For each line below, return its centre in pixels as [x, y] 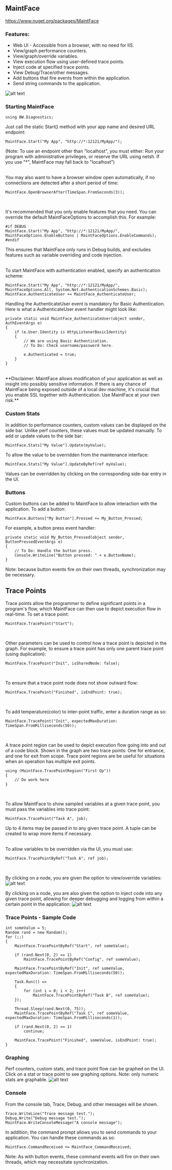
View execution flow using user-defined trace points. [68, 62]
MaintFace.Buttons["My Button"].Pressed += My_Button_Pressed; [74, 518]
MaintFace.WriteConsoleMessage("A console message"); [64, 1123]
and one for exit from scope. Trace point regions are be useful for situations [85, 756]
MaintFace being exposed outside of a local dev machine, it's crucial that [82, 389]
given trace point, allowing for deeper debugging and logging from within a [84, 899]
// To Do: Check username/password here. [69, 346]
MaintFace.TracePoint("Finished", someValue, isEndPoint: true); [86, 1040]
